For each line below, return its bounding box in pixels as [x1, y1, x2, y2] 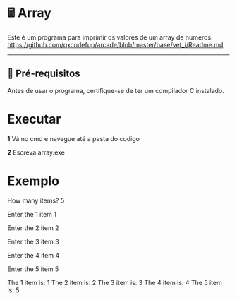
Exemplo [7, 173, 60, 188]
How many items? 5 [7, 196, 65, 205]
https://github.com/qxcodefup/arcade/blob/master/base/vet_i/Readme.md [7, 40, 224, 49]
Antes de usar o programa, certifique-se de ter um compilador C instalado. [7, 86, 224, 95]
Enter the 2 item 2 [7, 223, 59, 232]
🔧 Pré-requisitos [7, 68, 80, 80]
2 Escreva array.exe [7, 148, 65, 157]
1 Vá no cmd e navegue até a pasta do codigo [7, 134, 140, 143]
